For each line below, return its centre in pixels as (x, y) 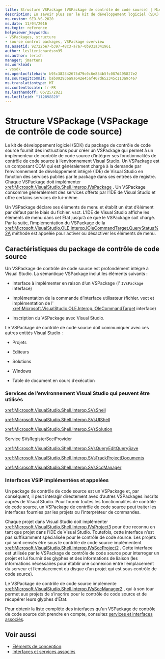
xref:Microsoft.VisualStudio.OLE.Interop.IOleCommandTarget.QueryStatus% (82, 228)
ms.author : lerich (24, 55)
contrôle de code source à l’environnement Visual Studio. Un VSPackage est (82, 161)
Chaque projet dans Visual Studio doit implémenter (56, 521)
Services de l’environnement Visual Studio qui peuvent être (77, 393)
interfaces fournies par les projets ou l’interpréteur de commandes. (73, 512)
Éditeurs (21, 352)
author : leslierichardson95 (34, 51)
